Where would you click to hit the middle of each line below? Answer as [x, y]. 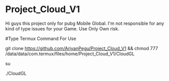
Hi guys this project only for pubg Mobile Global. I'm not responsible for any [85, 23]
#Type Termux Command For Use [41, 38]
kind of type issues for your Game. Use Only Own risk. [62, 28]
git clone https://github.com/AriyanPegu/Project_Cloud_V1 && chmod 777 [82, 48]
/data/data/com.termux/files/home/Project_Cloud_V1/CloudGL [70, 54]
